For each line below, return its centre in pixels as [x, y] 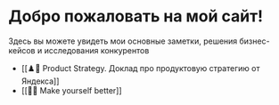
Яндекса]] [40, 81]
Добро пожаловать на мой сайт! [136, 16]
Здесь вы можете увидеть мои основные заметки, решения [123, 41]
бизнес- [254, 41]
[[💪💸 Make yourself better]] [71, 90]
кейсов [22, 50]
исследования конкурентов [97, 50]
